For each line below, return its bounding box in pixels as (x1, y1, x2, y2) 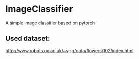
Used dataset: (5, 34, 50, 43)
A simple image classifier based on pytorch (5, 20, 95, 26)
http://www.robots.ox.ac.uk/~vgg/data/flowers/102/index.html (5, 47, 134, 53)
